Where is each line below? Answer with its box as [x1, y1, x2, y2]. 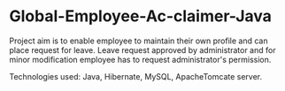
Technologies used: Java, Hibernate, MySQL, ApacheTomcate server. [9, 71, 263, 81]
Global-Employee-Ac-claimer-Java [9, 6, 273, 27]
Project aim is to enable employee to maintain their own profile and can [9, 35, 268, 46]
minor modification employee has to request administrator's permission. [9, 54, 272, 64]
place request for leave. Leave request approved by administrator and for [9, 44, 276, 55]
